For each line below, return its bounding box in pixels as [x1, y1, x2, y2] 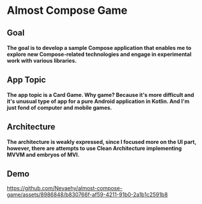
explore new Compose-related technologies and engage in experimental [7, 51, 192, 58]
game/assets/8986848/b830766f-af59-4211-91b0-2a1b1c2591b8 [7, 191, 168, 198]
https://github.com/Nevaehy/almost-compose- [7, 184, 123, 191]
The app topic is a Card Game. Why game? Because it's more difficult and [7, 91, 194, 99]
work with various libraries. [7, 57, 77, 64]
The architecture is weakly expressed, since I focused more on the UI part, [7, 138, 197, 146]
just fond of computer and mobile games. [7, 104, 112, 111]
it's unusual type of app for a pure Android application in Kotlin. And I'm [7, 97, 190, 105]
